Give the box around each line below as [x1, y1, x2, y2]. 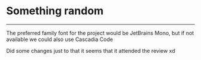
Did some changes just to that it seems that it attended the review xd [6, 47, 175, 54]
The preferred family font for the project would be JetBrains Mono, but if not [6, 29, 194, 36]
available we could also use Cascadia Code [6, 36, 114, 43]
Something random [6, 4, 103, 18]
